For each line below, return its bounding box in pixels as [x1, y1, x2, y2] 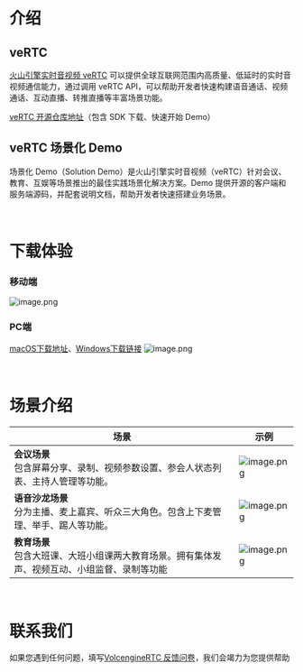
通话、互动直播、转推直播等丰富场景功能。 [9, 92, 168, 103]
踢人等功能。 [59, 519, 115, 531]
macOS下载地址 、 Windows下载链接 [9, 343, 142, 354]
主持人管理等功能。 [32, 474, 115, 487]
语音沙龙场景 [14, 492, 69, 504]
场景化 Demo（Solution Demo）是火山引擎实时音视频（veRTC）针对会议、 [9, 166, 287, 177]
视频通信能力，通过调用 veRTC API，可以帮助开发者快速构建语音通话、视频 [9, 81, 289, 91]
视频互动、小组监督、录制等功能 [32, 563, 169, 575]
